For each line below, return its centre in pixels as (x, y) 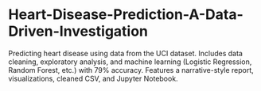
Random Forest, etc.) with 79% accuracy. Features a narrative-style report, (131, 70)
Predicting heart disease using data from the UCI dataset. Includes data (125, 53)
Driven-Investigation (78, 31)
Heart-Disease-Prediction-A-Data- (126, 15)
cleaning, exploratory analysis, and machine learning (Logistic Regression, (130, 62)
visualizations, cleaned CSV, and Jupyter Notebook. (93, 78)
